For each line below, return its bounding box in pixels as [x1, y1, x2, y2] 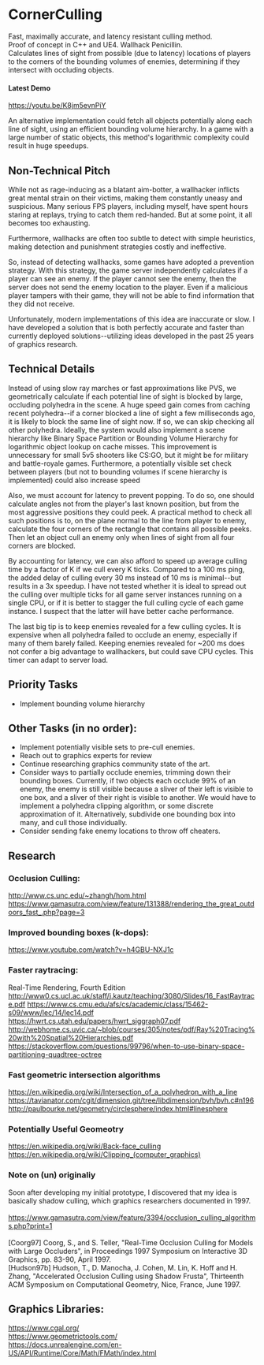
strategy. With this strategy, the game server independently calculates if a [8, 266, 248, 275]
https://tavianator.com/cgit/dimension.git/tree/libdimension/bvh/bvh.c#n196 [8, 1095, 255, 1105]
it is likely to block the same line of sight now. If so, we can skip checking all [8, 416, 255, 426]
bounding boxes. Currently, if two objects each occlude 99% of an [19, 776, 236, 786]
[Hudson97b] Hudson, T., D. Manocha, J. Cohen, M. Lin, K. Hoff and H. [8, 1263, 238, 1272]
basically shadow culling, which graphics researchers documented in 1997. [8, 1196, 251, 1205]
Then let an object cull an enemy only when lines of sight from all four [8, 532, 235, 541]
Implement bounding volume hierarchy [19, 699, 146, 709]
